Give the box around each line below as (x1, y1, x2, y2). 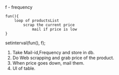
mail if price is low (31, 27, 77, 32)
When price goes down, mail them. (12, 60, 84, 66)
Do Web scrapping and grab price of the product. (12, 55, 114, 61)
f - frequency (5, 4, 32, 10)
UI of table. (12, 66, 36, 71)
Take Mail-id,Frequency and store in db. (12, 50, 95, 55)
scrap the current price (23, 22, 75, 27)
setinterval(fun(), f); (5, 40, 46, 46)
